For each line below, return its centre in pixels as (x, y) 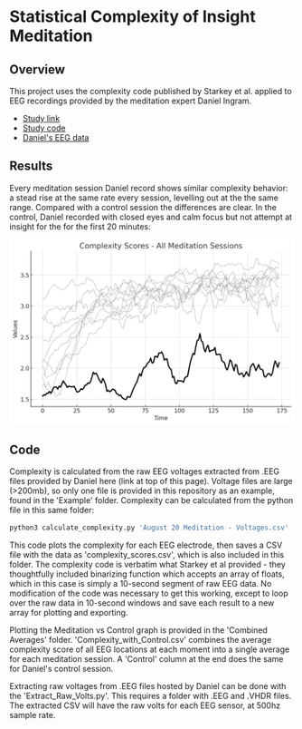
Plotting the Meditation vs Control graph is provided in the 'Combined (139, 630)
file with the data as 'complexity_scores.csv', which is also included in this (147, 555)
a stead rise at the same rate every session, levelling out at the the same (144, 198)
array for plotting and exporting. (69, 613)
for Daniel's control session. (61, 669)
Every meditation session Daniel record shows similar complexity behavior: (149, 188)
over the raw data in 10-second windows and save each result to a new (142, 603)
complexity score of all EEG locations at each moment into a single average (150, 649)
